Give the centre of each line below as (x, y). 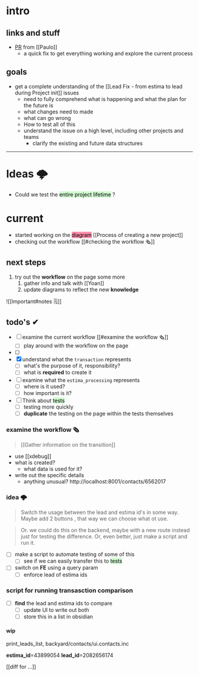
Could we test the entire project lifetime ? (65, 194)
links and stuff (33, 33)
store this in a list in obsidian (58, 617)
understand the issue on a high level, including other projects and (103, 130)
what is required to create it (57, 372)
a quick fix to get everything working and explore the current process (108, 53)
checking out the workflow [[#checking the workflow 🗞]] (85, 241)
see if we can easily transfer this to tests (73, 561)
